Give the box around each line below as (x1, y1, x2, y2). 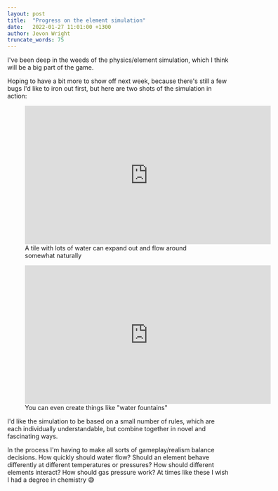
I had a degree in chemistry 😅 (7, 476, 95, 484)
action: (7, 92, 27, 101)
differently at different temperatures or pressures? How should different (7, 461, 214, 469)
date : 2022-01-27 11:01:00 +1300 (7, 23, 112, 30)
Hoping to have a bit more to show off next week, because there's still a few (7, 77, 227, 85)
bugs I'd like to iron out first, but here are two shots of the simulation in (7, 84, 212, 93)
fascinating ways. (7, 432, 58, 440)
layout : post (7, 10, 46, 18)
